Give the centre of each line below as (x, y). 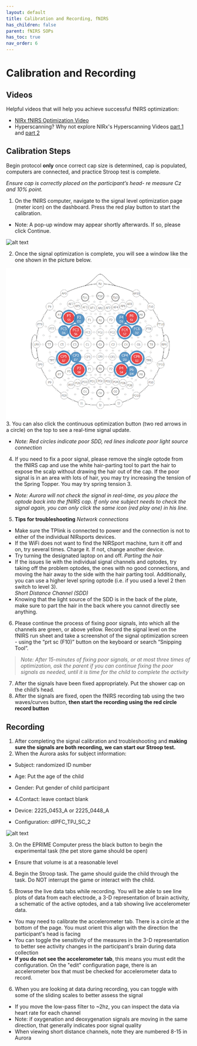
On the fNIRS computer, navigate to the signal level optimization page (98, 200)
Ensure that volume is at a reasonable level (66, 862)
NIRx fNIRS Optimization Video (52, 120)
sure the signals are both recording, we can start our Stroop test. (95, 747)
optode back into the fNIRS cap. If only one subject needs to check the (100, 502)
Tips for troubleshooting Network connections (72, 519)
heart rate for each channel (47, 1013)
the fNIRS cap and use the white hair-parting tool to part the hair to (95, 465)
